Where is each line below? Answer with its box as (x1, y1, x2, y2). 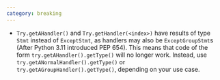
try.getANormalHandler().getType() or (16, 57, 126, 66)
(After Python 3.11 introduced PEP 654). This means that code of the (16, 43, 208, 51)
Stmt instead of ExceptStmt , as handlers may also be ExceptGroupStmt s (16, 36, 214, 44)
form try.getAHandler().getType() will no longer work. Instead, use (16, 51, 208, 59)
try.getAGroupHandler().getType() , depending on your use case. (16, 65, 200, 73)
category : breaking (6, 10, 62, 17)
